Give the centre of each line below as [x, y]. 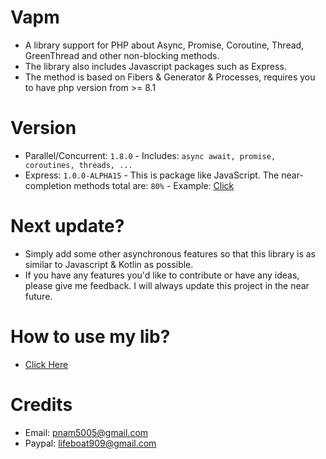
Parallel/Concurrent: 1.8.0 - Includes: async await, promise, [150, 155]
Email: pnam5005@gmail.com [86, 432]
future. [38, 296]
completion [48, 185]
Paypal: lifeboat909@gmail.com [90, 443]
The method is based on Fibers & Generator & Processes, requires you [170, 77]
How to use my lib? [90, 337]
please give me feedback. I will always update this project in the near [167, 285]
